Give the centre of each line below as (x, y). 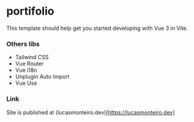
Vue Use (26, 83)
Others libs (23, 44)
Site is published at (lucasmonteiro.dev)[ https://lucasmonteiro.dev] (91, 112)
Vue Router (29, 64)
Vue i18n (26, 70)
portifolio (30, 11)
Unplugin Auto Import (42, 77)
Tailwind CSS (32, 57)
